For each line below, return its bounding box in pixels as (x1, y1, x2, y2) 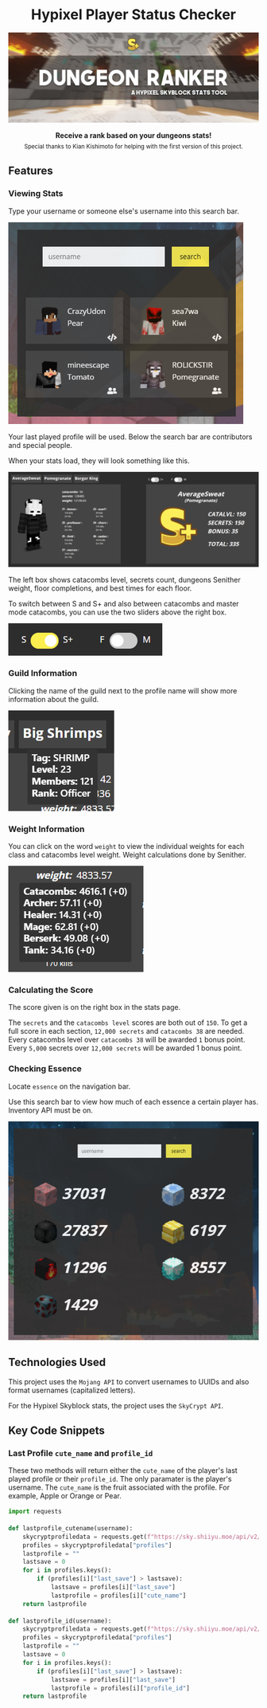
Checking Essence (8, 1063, 82, 1074)
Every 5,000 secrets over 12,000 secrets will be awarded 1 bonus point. (8, 1043, 242, 1053)
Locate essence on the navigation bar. (8, 1082, 131, 1091)
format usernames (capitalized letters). (8, 1385, 136, 1395)
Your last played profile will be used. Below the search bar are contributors (8, 432, 253, 442)
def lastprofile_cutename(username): (8, 1524, 133, 1532)
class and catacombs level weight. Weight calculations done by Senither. (8, 850, 246, 860)
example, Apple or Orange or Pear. (8, 1491, 122, 1501)
